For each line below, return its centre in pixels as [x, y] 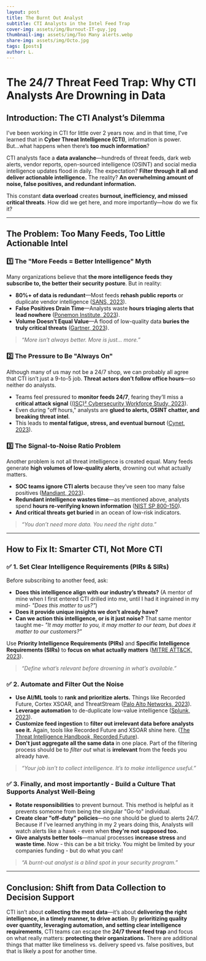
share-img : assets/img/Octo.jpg [48, 41]
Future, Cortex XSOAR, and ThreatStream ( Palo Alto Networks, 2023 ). [103, 704]
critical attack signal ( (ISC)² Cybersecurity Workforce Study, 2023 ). [101, 403]
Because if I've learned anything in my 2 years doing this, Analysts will [104, 825]
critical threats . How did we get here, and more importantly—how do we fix [102, 202]
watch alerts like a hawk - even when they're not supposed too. [97, 831]
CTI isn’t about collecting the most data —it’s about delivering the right [97, 912]
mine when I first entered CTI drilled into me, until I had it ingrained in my [107, 599]
